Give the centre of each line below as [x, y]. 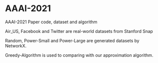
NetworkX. [16, 46]
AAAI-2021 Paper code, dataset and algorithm [51, 22]
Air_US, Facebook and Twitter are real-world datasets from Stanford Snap [79, 31]
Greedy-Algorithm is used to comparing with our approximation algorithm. [79, 55]
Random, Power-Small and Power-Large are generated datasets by [72, 40]
